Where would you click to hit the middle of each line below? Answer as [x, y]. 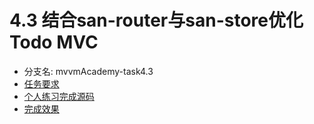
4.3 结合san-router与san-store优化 [156, 20]
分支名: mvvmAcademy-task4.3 [88, 71]
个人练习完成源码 [59, 96]
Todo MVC [54, 42]
